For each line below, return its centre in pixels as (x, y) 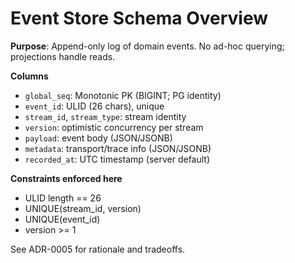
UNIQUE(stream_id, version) (83, 208)
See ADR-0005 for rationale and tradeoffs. (98, 249)
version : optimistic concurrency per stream (114, 127)
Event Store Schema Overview (139, 18)
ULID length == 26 (63, 198)
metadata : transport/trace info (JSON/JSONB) (118, 148)
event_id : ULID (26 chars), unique (94, 106)
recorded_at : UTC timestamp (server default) (117, 159)
